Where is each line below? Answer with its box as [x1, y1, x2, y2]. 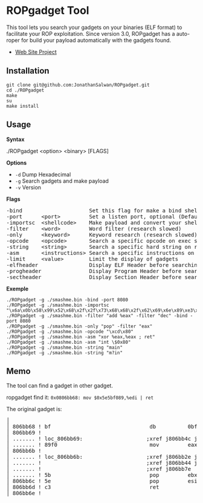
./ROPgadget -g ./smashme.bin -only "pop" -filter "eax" [6, 323, 153, 329]
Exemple [6, 285, 29, 292]
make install [6, 103, 39, 109]
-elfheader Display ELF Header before [6, 261, 169, 268]
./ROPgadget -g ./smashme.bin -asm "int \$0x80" [6, 339, 131, 345]
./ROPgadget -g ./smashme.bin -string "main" [6, 344, 123, 350]
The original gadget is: [6, 406, 62, 413]
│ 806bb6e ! [6, 490, 42, 497]
